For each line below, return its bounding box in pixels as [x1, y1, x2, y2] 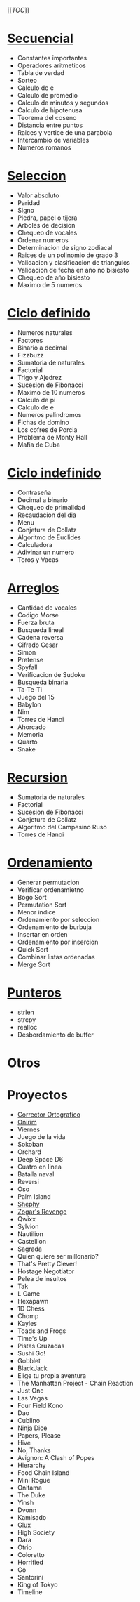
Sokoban [17, 1140, 43, 1148]
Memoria [17, 730, 43, 738]
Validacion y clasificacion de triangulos [17, 258, 131, 266]
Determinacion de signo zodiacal [17, 243, 113, 251]
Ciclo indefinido [7, 465, 101, 480]
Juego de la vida [17, 1132, 66, 1141]
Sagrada [17, 1245, 42, 1253]
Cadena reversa [17, 633, 64, 641]
